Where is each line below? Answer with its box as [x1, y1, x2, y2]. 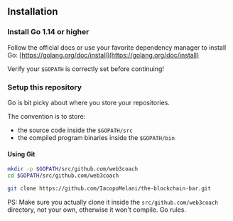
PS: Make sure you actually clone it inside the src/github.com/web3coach [7, 198, 219, 206]
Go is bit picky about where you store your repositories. [7, 98, 170, 107]
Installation [7, 6, 58, 18]
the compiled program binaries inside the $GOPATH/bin [17, 133, 175, 141]
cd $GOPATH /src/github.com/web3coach [7, 172, 119, 180]
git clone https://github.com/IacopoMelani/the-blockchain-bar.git [7, 185, 212, 192]
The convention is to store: [7, 112, 86, 120]
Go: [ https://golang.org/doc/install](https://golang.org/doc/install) [7, 50, 200, 59]
